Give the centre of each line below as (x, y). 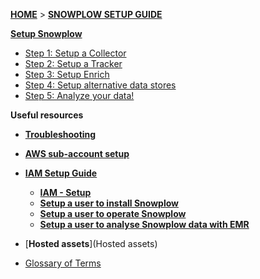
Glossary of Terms (63, 263)
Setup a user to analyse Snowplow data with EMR (144, 224)
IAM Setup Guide (61, 173)
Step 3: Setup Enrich (67, 74)
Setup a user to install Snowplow (109, 203)
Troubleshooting (60, 134)
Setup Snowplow (46, 33)
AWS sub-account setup (77, 153)
